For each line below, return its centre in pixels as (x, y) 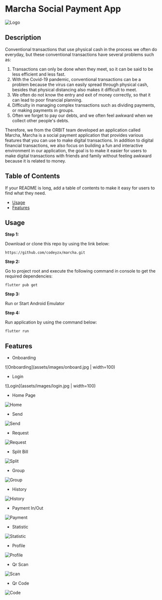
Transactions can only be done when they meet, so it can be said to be (82, 69)
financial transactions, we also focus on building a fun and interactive (74, 145)
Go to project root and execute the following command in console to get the (80, 271)
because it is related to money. (36, 161)
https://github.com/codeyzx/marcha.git (45, 253)
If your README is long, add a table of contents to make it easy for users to (80, 188)
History (19, 489)
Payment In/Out (28, 508)
